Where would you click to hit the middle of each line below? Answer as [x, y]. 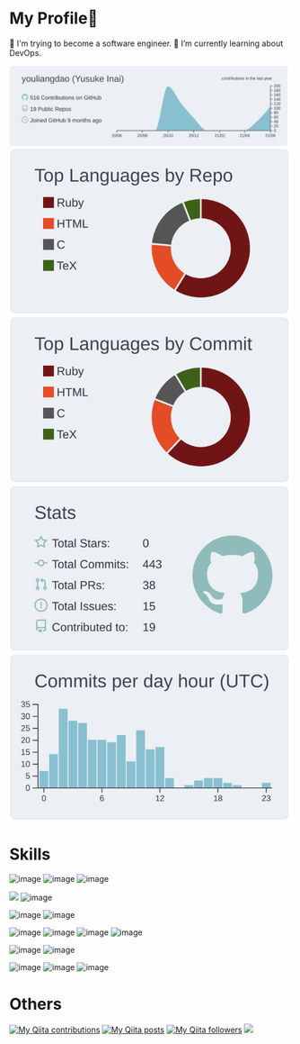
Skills [30, 854]
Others [36, 1004]
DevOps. [26, 52]
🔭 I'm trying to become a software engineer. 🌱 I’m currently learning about [146, 43]
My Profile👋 [54, 18]
